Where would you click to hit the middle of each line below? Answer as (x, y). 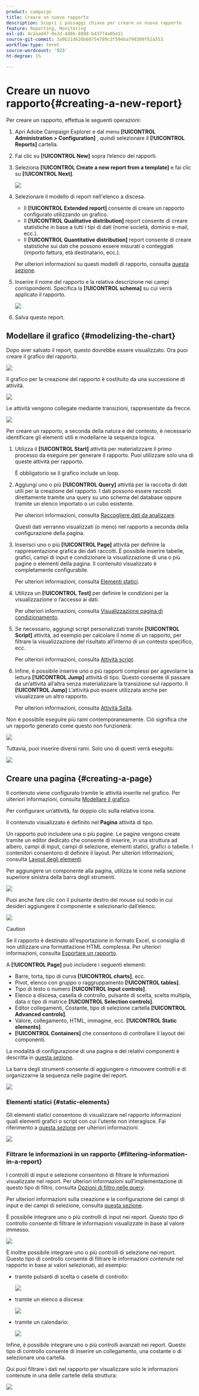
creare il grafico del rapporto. (42, 357)
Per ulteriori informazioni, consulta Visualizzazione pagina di (89, 611)
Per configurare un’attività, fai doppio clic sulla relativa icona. (81, 811)
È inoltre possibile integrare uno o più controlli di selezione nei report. (91, 1252)
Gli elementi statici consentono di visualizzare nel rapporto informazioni (94, 1115)
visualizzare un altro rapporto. (51, 697)
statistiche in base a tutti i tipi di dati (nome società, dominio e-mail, (106, 227)
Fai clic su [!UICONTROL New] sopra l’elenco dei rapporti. (86, 156)
